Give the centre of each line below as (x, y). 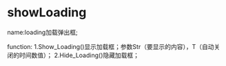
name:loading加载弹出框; (42, 32)
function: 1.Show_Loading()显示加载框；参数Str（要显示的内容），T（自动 (111, 46)
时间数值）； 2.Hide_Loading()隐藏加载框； (79, 55)
